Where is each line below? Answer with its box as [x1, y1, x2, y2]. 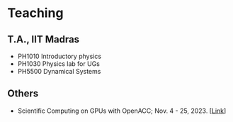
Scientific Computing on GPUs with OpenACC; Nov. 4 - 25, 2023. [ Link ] [17, 106, 227, 115]
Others [7, 87, 39, 100]
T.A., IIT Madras [7, 33, 80, 45]
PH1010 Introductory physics [17, 52, 101, 60]
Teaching [7, 5, 64, 21]
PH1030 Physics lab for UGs [17, 60, 101, 68]
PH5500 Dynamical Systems [17, 67, 101, 75]
